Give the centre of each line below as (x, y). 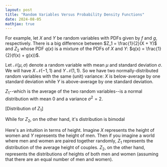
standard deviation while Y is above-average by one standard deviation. (79, 82)
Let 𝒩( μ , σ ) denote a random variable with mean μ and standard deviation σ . (84, 65)
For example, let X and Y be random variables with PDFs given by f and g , (81, 38)
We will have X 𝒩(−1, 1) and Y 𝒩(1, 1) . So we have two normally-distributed (82, 71)
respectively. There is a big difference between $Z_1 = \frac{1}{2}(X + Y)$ (81, 44)
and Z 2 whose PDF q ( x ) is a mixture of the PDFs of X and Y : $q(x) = (75, 49)
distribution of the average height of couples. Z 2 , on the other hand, (75, 148)
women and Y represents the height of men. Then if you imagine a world (80, 135)
